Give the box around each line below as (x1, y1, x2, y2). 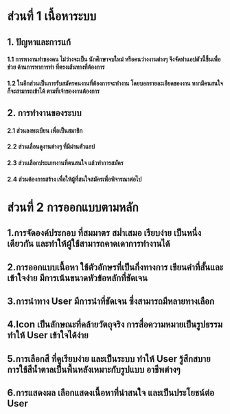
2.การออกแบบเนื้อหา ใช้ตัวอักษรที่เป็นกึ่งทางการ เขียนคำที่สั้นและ (7, 261, 224, 273)
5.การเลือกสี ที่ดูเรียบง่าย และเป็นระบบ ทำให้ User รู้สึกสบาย (7, 353, 211, 364)
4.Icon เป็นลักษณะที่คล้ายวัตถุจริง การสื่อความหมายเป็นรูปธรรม (7, 318, 223, 331)
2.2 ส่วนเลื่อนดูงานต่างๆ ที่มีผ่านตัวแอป (7, 142, 95, 151)
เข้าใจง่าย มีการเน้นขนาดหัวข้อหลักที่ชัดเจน (7, 272, 148, 283)
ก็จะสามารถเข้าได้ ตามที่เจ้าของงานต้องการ (7, 87, 100, 95)
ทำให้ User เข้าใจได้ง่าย (7, 329, 89, 341)
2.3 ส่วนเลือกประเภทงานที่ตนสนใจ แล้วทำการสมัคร (7, 158, 124, 166)
